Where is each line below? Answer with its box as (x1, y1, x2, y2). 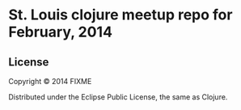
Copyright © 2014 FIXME (8, 77, 92, 86)
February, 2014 (8, 23, 113, 41)
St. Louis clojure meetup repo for (8, 6, 233, 24)
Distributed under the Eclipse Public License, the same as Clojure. (8, 92, 228, 102)
